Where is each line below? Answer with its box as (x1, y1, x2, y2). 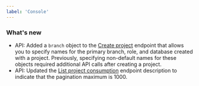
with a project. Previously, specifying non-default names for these (14, 54, 177, 61)
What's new (6, 28, 42, 36)
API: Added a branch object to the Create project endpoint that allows (14, 42, 184, 49)
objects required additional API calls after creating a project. (14, 60, 162, 68)
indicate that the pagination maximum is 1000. (14, 73, 128, 80)
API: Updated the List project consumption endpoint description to (14, 66, 177, 74)
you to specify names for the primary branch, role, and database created (14, 48, 193, 55)
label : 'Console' (6, 8, 49, 15)
